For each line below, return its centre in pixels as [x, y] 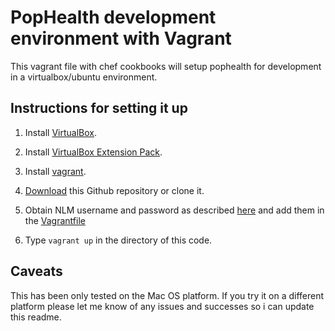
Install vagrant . [55, 171]
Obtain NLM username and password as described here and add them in [174, 210]
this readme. [36, 317]
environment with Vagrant [121, 38]
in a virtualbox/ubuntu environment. [84, 77]
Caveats [36, 271]
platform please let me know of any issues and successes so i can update [162, 306]
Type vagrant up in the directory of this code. [118, 240]
